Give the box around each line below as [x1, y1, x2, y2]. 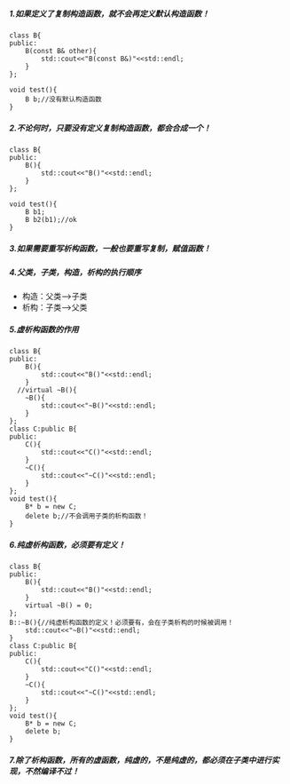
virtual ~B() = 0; [25, 601, 93, 610]
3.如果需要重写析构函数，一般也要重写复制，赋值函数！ [9, 242, 211, 253]
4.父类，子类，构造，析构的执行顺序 [9, 266, 142, 277]
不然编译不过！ [24, 765, 80, 776]
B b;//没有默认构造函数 [25, 94, 102, 104]
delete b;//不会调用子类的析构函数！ [25, 511, 149, 521]
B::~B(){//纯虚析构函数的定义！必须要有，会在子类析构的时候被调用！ [9, 618, 234, 628]
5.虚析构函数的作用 [9, 324, 80, 335]
